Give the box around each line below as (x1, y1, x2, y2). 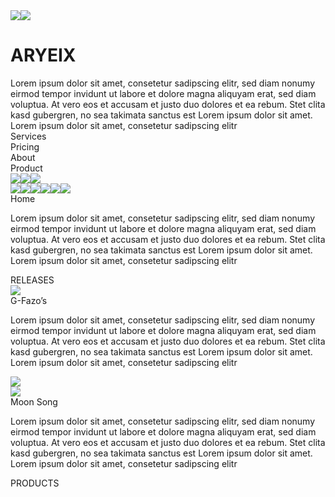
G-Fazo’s (10, 294, 48, 306)
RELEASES (10, 274, 55, 286)
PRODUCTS (10, 477, 60, 489)
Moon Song (10, 395, 58, 408)
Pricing (10, 140, 40, 153)
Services (10, 130, 47, 142)
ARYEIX (10, 44, 77, 67)
